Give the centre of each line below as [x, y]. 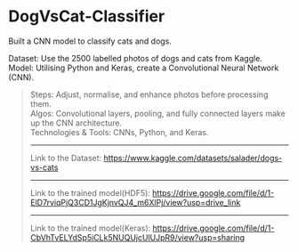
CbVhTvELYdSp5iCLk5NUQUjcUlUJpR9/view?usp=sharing [137, 237]
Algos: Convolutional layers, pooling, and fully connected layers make [157, 113]
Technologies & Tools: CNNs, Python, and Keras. [119, 132]
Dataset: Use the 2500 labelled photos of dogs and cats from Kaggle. [136, 58]
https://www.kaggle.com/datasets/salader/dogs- [193, 158]
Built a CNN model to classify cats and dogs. [90, 41]
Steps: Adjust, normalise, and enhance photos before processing [149, 94]
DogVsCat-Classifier [87, 16]
